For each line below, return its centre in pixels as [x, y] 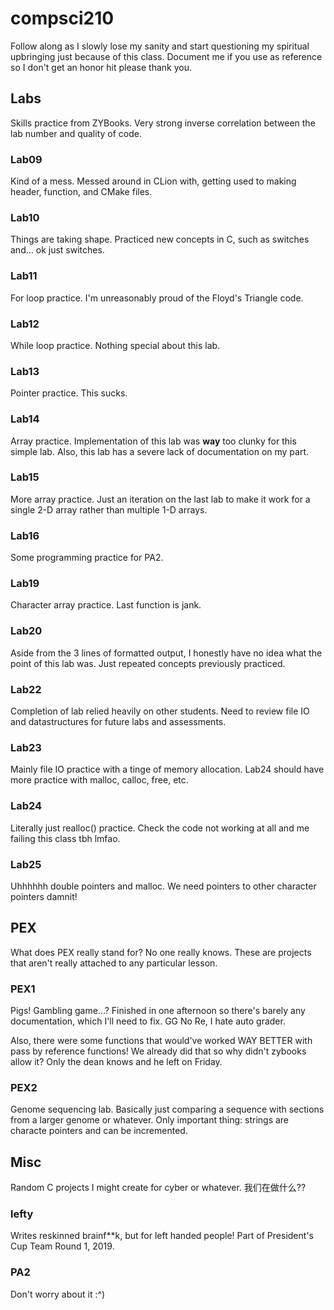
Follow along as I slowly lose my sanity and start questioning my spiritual [160, 46]
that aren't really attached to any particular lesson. [114, 963]
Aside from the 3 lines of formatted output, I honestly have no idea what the [166, 653]
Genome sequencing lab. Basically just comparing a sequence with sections [167, 1109]
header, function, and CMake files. [81, 192]
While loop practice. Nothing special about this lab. [115, 345]
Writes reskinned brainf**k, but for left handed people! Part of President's [162, 1236]
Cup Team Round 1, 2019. [62, 1246]
